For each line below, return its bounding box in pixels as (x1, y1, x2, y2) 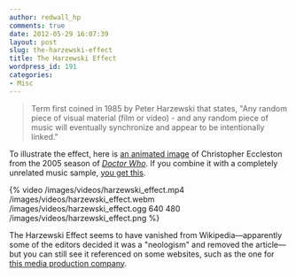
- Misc (9, 79, 34, 88)
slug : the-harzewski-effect (9, 46, 113, 55)
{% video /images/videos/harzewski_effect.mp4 (9, 184, 184, 195)
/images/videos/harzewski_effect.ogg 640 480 (9, 203, 181, 213)
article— (255, 239, 286, 250)
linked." (30, 131, 59, 142)
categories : (9, 71, 53, 80)
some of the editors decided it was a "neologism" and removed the (9, 239, 254, 250)
